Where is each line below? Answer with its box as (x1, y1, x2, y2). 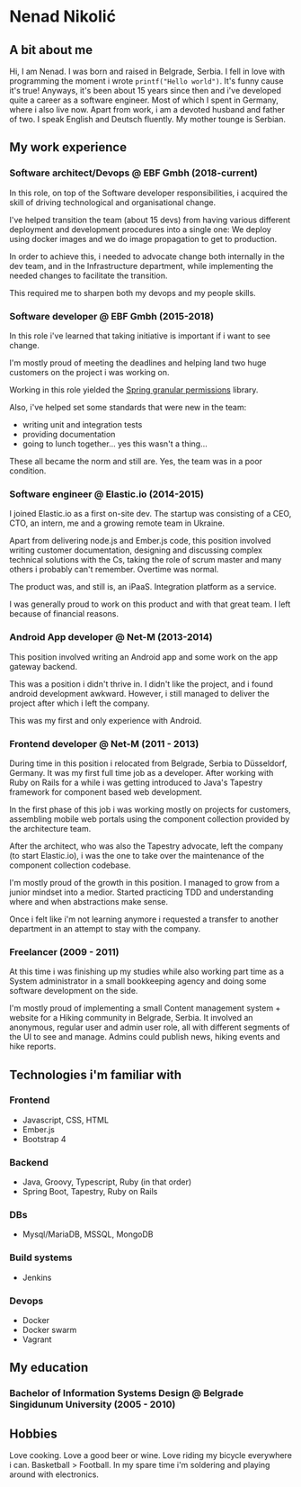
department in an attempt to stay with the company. (9, 923, 201, 933)
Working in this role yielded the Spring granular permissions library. (9, 384, 259, 395)
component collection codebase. (9, 860, 132, 870)
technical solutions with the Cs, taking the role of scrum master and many (9, 554, 282, 565)
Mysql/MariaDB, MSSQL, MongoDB (22, 1229, 154, 1239)
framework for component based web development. (9, 786, 202, 798)
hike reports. (9, 1041, 57, 1052)
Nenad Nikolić (9, 6, 117, 27)
